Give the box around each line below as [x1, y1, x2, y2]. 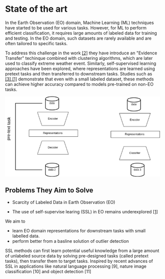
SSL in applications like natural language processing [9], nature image [5, 263, 147, 269]
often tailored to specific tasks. [5, 40, 68, 46]
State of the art [5, 3, 68, 15]
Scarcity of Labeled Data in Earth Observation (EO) [12, 199, 115, 205]
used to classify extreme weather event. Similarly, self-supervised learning [5, 60, 156, 66]
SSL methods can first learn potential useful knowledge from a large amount [5, 248, 160, 254]
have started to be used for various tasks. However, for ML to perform [5, 25, 147, 30]
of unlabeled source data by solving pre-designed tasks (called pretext [5, 253, 149, 258]
